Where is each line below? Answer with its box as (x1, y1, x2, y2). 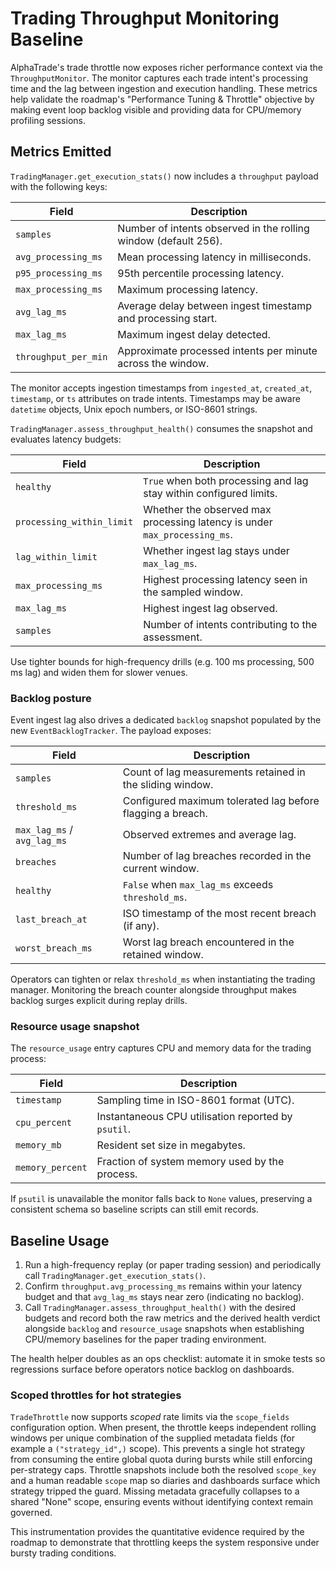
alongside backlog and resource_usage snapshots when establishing (24, 1323, 305, 1335)
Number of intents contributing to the (143, 617, 318, 631)
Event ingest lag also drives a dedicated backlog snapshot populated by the (10, 714, 322, 726)
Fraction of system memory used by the (96, 1155, 285, 1169)
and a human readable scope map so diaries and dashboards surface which (10, 1475, 321, 1487)
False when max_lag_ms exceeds (122, 878, 274, 892)
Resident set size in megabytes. (96, 1138, 246, 1152)
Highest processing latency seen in (143, 572, 308, 586)
